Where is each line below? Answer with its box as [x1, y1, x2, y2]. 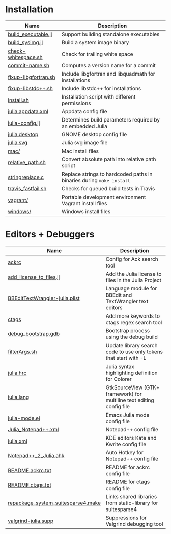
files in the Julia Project [105, 277, 162, 284]
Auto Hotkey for [105, 449, 144, 456]
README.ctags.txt [8, 481, 52, 489]
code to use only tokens [105, 348, 163, 355]
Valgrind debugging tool [105, 520, 163, 527]
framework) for [105, 390, 142, 397]
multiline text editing [105, 397, 154, 404]
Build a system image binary [62, 39, 129, 46]
